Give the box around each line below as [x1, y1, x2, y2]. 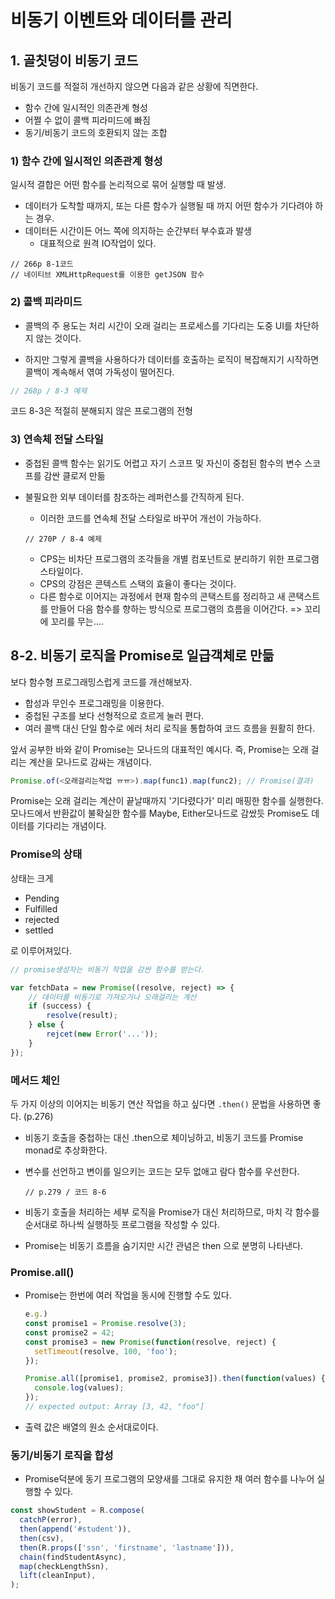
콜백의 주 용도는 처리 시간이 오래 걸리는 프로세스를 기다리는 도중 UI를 [24, 319, 293, 331]
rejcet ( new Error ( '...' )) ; [46, 1029, 159, 1039]
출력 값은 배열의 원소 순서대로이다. [24, 1421, 159, 1433]
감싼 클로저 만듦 [43, 469, 106, 481]
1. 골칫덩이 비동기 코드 [10, 52, 139, 69]
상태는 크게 [10, 872, 54, 884]
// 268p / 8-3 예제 [10, 386, 88, 396]
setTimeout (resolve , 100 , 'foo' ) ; [34, 1346, 178, 1356]
